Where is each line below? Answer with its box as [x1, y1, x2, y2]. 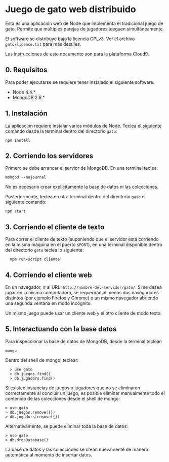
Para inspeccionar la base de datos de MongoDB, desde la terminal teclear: [5, 338, 163, 344]
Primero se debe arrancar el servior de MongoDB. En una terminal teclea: [5, 165, 158, 171]
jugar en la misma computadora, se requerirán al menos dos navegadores [5, 290, 159, 295]
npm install [5, 138, 30, 143]
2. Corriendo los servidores [5, 151, 94, 160]
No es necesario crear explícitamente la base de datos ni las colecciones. [5, 184, 159, 190]
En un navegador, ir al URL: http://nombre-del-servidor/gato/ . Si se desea [5, 284, 162, 290]
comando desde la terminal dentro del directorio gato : [5, 128, 117, 134]
